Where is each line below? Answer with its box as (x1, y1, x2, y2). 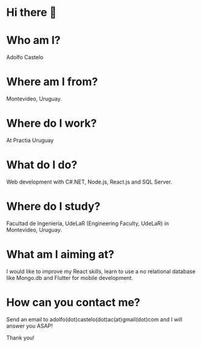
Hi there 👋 (6, 5, 57, 20)
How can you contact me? (6, 296, 141, 309)
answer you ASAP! (6, 322, 53, 329)
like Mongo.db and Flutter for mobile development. (6, 274, 133, 281)
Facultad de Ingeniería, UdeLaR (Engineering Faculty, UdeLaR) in (6, 220, 169, 227)
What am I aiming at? (6, 248, 114, 262)
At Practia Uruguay (6, 137, 54, 144)
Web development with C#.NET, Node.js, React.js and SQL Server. (6, 178, 172, 185)
